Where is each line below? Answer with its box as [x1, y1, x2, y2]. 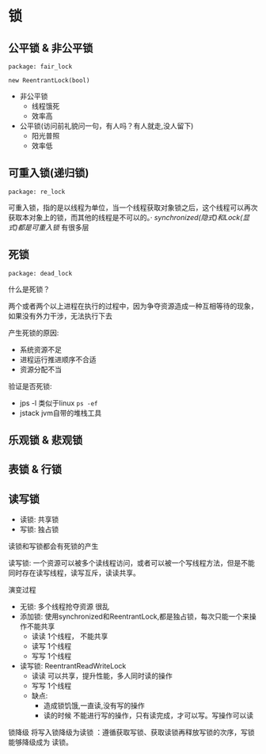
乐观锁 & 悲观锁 [8, 433, 83, 447]
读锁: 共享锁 [19, 515, 59, 524]
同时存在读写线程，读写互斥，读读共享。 [8, 568, 140, 578]
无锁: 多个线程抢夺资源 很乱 [19, 602, 109, 611]
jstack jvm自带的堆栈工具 [19, 408, 102, 417]
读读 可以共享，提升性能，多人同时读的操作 [31, 671, 173, 681]
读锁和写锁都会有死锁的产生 [8, 542, 99, 551]
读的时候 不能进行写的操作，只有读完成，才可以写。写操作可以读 [43, 710, 254, 721]
